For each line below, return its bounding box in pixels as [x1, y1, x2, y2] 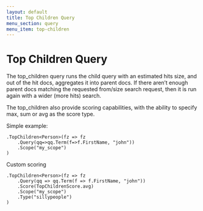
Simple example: [6, 122, 48, 130]
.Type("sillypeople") [17, 194, 72, 201]
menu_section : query [6, 20, 59, 26]
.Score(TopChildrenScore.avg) [17, 183, 94, 190]
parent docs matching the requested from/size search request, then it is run [6, 86, 197, 93]
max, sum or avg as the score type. [6, 111, 95, 118]
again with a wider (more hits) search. [6, 92, 102, 100]
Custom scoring [6, 161, 47, 168]
